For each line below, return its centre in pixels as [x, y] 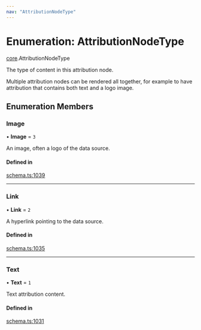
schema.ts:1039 [26, 175]
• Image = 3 [21, 137]
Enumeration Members [50, 106]
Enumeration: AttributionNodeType [95, 41]
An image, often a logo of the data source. [58, 148]
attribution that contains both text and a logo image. [70, 88]
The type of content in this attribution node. [60, 70]
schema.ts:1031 [25, 321]
